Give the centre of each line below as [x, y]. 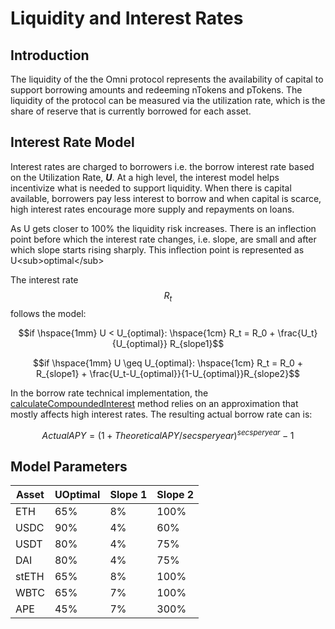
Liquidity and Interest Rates [127, 18]
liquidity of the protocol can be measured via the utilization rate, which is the [168, 100]
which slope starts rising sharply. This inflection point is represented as [157, 249]
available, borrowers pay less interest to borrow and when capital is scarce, [166, 198]
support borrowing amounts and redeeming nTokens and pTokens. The [156, 90]
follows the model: [48, 313]
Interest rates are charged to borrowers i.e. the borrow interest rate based [162, 166]
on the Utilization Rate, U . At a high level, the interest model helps [145, 177]
